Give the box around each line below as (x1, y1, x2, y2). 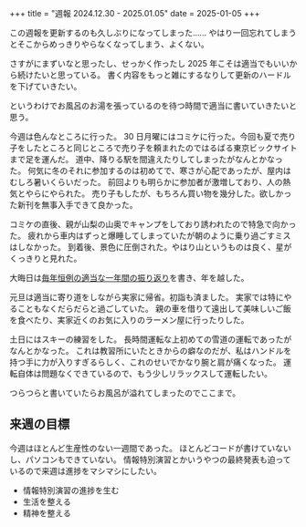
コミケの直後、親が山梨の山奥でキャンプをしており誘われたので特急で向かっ (9, 219, 297, 230)
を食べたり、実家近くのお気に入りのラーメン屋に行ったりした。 (9, 315, 249, 325)
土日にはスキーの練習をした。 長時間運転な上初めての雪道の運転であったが (9, 334, 292, 345)
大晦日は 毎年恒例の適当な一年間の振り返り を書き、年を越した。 (9, 273, 249, 283)
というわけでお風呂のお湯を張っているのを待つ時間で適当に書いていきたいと (9, 100, 297, 111)
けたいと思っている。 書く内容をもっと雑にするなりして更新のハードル (25, 69, 291, 80)
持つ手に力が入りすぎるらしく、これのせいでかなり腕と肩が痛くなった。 (9, 356, 281, 367)
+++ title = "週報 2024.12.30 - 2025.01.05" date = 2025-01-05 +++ (9, 8, 260, 18)
